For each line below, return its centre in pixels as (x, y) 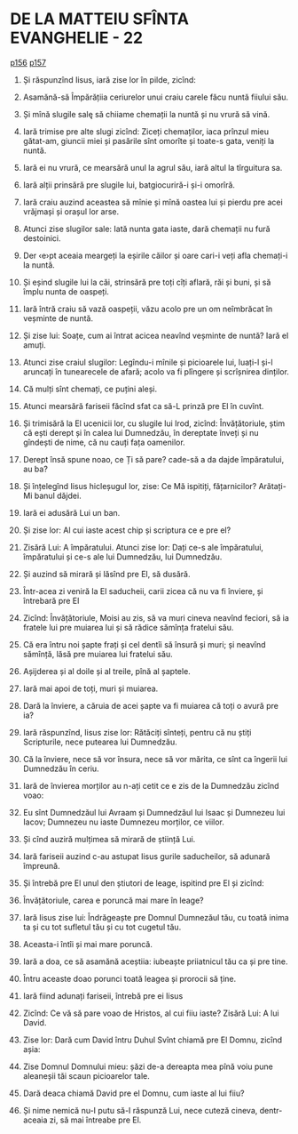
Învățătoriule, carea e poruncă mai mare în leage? (113, 900)
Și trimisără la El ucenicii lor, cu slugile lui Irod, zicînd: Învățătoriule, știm (154, 423)
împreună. (41, 865)
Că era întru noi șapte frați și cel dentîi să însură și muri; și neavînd (144, 644)
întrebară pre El (51, 600)
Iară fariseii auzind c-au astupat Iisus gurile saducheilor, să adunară (146, 856)
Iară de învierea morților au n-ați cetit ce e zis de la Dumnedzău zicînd (151, 785)
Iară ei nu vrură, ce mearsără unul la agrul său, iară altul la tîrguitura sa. (153, 167)
